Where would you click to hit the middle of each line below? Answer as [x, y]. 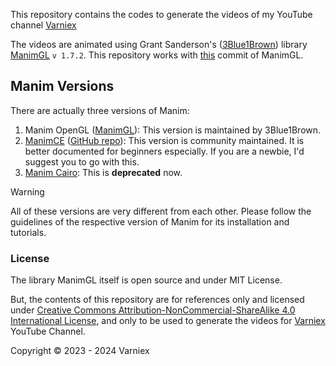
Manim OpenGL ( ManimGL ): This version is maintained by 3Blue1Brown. [173, 130]
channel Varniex [43, 25]
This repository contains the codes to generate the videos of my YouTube [161, 14]
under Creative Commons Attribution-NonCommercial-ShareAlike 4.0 [153, 310]
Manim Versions [62, 86]
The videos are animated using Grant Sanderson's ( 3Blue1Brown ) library [159, 44]
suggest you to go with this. [82, 161]
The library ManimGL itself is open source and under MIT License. [146, 280]
